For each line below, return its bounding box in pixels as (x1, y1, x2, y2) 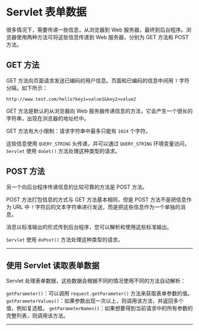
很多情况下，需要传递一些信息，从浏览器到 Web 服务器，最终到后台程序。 (6, 26, 187, 33)
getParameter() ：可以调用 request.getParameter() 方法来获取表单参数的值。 (6, 290, 193, 297)
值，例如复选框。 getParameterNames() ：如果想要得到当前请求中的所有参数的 (6, 305, 193, 312)
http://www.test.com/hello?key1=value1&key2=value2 (6, 96, 136, 102)
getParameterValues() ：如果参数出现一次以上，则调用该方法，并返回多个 (6, 297, 184, 304)
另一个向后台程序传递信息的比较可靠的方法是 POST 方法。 (6, 183, 148, 190)
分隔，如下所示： (6, 84, 48, 91)
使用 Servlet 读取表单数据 (6, 260, 99, 270)
